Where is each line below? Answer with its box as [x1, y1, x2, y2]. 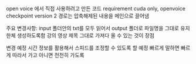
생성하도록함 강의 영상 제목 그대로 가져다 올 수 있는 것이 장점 [16, 32, 154, 39]
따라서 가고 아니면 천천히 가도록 [12, 52, 85, 58]
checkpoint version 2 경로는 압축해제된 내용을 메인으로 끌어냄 [6, 12, 150, 19]
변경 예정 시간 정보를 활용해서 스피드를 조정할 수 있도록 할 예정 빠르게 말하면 [6, 44, 180, 51]
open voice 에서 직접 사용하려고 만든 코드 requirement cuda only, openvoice [6, 5, 186, 12]
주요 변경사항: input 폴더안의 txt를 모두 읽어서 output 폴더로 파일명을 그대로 [6, 25, 180, 31]
